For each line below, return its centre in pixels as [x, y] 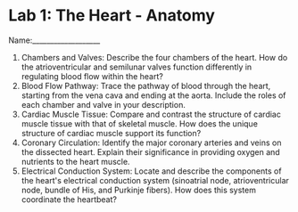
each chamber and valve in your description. [103, 104]
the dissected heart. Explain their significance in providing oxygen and [150, 151]
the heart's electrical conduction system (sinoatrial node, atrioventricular [155, 180]
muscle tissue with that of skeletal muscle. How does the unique [139, 123]
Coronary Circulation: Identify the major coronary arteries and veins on [151, 143]
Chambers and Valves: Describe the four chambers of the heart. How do [154, 57]
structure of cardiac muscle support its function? [111, 133]
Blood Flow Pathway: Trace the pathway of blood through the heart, [146, 86]
